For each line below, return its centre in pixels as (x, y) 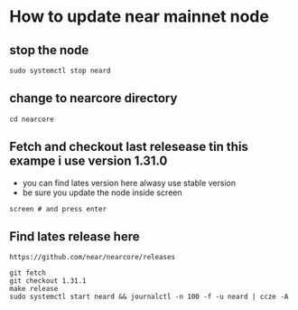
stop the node (49, 50)
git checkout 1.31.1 (48, 281)
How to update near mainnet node (139, 17)
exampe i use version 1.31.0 (88, 161)
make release (34, 289)
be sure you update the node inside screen (102, 193)
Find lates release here (74, 237)
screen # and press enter (58, 209)
